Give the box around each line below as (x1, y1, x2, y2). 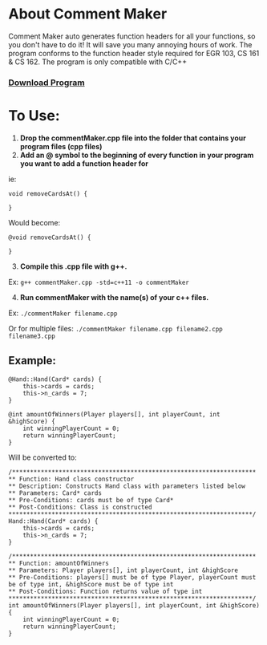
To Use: (8, 107, 60, 125)
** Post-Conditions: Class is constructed (8, 503, 152, 511)
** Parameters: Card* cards (8, 489, 103, 497)
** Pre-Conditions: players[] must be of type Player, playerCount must (8, 573, 257, 582)
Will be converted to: (8, 452, 78, 462)
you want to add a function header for (19, 158, 149, 168)
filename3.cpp (8, 332, 56, 340)
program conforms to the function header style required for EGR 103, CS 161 (8, 48, 260, 58)
